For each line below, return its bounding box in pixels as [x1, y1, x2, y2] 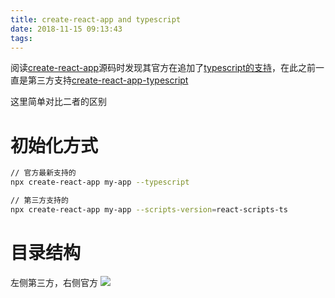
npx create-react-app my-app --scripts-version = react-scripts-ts [10, 204, 288, 215]
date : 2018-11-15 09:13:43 [10, 24, 123, 34]
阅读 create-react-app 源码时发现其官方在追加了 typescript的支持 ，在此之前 [10, 62, 316, 74]
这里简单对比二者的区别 [10, 96, 107, 108]
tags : [10, 33, 33, 43]
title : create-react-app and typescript [10, 14, 182, 25]
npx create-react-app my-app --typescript [10, 177, 190, 188]
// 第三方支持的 [10, 196, 69, 206]
